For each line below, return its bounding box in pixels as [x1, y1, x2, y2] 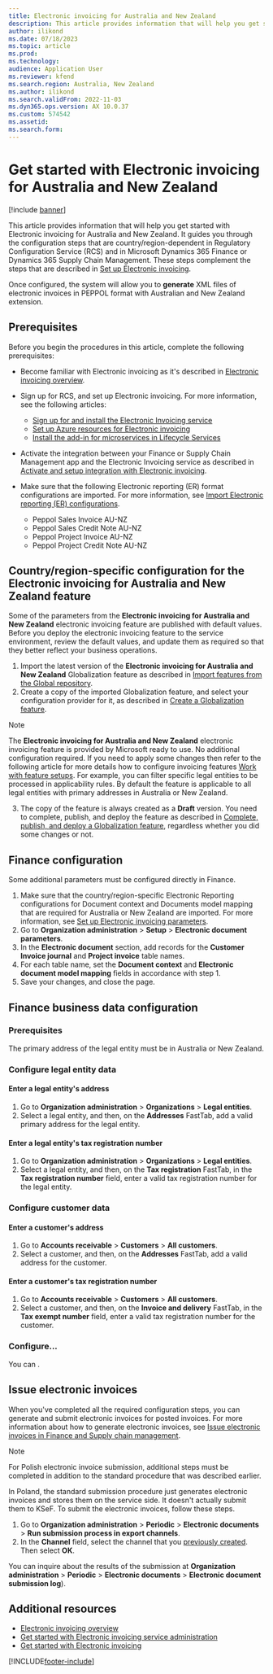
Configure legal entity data [8, 1064, 116, 1075]
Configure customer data [8, 1202, 110, 1213]
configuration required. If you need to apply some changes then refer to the [8, 754, 262, 763]
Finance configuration [8, 853, 123, 867]
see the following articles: [19, 400, 107, 409]
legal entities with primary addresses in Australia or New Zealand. [8, 788, 228, 798]
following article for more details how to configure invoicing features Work [8, 762, 257, 771]
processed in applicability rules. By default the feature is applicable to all [8, 779, 252, 789]
